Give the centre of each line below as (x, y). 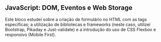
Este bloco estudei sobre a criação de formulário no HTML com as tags (76, 19)
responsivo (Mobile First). (31, 34)
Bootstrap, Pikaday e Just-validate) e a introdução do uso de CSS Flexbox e (80, 29)
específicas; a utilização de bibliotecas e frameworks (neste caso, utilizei (78, 24)
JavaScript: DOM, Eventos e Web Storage (69, 8)
